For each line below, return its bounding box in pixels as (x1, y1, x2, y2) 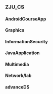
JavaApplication (5, 50, 40, 56)
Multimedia (5, 61, 29, 67)
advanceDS (5, 84, 30, 90)
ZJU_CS (5, 3, 25, 10)
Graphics (5, 27, 25, 33)
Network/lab (5, 73, 32, 79)
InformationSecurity (5, 38, 48, 44)
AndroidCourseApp (5, 16, 46, 22)
